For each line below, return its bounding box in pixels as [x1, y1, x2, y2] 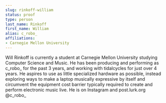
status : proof [5, 12, 36, 17]
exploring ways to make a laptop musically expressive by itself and [5, 76, 145, 82]
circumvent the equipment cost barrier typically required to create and [5, 81, 153, 87]
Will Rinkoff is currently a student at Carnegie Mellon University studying [5, 54, 158, 60]
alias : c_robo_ [5, 31, 38, 36]
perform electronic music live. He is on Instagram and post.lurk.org [5, 87, 146, 93]
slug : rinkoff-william [5, 7, 53, 13]
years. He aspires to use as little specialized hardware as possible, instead [5, 71, 161, 77]
